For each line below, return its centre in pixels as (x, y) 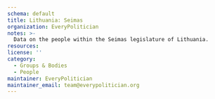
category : (22, 59)
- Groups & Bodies (41, 66)
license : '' (25, 53)
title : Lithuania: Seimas (45, 20)
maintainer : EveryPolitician (50, 78)
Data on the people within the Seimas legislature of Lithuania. (111, 40)
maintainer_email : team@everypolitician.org (73, 85)
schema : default (31, 14)
